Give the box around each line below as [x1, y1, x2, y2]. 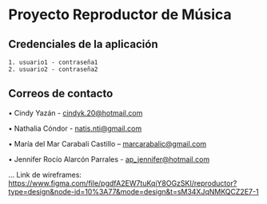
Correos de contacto [8, 87, 114, 100]
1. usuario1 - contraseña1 [8, 58, 98, 66]
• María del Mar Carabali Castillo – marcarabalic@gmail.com [8, 139, 207, 148]
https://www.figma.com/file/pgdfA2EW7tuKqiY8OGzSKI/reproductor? [8, 178, 237, 188]
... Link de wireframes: [8, 170, 82, 179]
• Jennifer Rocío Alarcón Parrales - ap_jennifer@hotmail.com [8, 154, 210, 164]
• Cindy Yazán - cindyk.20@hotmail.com [8, 108, 143, 117]
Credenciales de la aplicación [8, 37, 158, 51]
